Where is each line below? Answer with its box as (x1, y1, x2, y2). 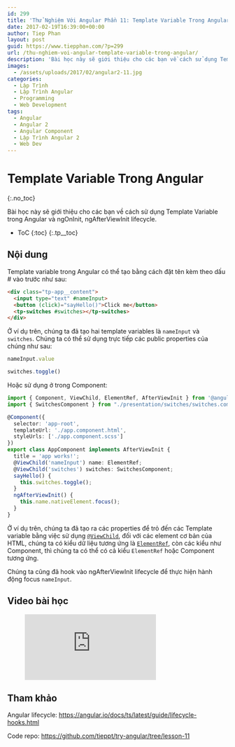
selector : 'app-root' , (13, 420, 80, 427)
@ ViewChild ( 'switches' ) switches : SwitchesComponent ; (13, 465, 173, 473)
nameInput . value (7, 355, 55, 363)
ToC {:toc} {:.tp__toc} (17, 228, 78, 237)
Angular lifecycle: (7, 711, 57, 719)
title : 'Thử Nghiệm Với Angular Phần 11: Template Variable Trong (7, 17, 205, 24)
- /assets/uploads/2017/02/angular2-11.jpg (13, 69, 142, 76)
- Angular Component (13, 128, 73, 135)
